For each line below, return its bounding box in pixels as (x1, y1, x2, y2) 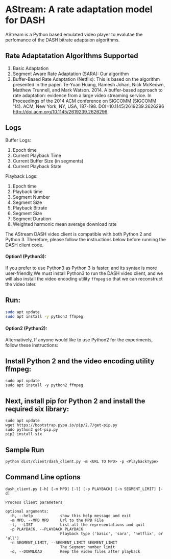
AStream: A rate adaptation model (5, 4, 153, 15)
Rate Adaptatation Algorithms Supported (5, 52, 138, 60)
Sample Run (5, 446, 44, 454)
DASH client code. (5, 242, 44, 248)
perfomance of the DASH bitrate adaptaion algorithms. (5, 37, 120, 43)
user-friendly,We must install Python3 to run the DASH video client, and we (5, 270, 163, 276)
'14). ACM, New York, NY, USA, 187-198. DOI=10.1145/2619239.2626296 (12, 103, 164, 109)
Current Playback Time (12, 152, 61, 158)
